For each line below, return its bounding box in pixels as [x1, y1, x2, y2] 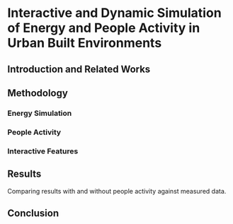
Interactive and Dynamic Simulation [7, 5, 222, 21]
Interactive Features [7, 146, 79, 156]
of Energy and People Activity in [7, 20, 200, 36]
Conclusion [7, 207, 59, 219]
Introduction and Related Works [7, 63, 151, 75]
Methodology [7, 87, 69, 99]
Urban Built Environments [7, 35, 162, 51]
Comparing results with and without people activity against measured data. [7, 187, 227, 195]
